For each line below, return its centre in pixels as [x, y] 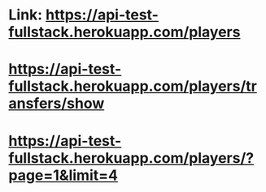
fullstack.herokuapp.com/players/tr [133, 86]
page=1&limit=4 [63, 175]
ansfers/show [57, 104]
